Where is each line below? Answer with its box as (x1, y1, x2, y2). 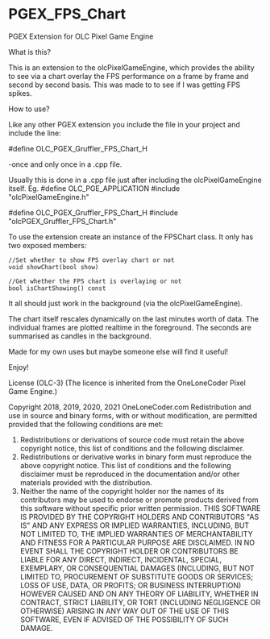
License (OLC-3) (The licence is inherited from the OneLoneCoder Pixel (8, 378, 246, 388)
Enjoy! (8, 362, 30, 371)
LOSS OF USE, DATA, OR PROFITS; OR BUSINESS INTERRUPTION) (19, 580, 242, 590)
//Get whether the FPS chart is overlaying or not (8, 277, 182, 285)
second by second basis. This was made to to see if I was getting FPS (8, 80, 241, 89)
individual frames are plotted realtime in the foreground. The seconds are (8, 322, 251, 332)
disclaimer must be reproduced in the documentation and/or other (19, 469, 240, 479)
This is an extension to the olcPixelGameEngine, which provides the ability (8, 62, 255, 73)
